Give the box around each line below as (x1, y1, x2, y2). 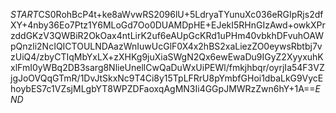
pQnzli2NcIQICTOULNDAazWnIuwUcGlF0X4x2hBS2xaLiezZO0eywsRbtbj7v (10, 40, 323, 52)
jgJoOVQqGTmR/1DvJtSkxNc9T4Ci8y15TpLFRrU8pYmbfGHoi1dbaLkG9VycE (10, 72, 324, 84)
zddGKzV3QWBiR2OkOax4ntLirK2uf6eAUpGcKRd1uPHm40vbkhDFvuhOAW (10, 30, 324, 41)
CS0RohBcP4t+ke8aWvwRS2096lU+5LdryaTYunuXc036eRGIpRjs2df (38, 9, 324, 20)
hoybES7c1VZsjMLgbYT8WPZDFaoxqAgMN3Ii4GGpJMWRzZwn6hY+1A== (10, 83, 316, 94)
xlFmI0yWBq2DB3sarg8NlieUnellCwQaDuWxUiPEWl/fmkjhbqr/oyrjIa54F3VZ (10, 62, 325, 73)
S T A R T (10, 9, 39, 20)
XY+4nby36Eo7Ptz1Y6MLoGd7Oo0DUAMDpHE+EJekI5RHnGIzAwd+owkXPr (10, 19, 326, 31)
